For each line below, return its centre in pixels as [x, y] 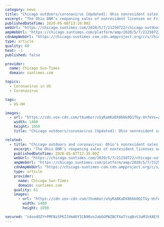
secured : [14, 217]
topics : [13, 82]
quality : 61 [26, 190]
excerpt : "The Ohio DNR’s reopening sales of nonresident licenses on [78, 19]
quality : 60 [17, 46]
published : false [23, 55]
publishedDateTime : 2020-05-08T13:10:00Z [48, 23]
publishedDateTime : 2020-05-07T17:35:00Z [56, 154]
